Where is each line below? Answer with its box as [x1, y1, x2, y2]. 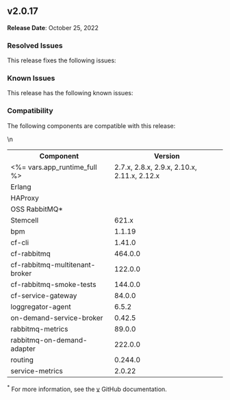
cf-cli [10, 238, 29, 247]
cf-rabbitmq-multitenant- [10, 260, 96, 269]
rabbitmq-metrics [10, 324, 68, 334]
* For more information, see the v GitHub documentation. [7, 384, 168, 393]
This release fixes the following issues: [7, 56, 116, 64]
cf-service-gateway [10, 290, 77, 300]
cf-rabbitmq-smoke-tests [10, 279, 97, 289]
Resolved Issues [7, 40, 63, 50]
